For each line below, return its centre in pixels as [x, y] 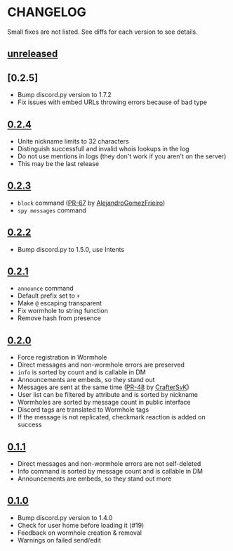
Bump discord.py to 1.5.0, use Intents [71, 249]
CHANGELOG [47, 12]
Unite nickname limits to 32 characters [73, 141]
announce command [45, 289]
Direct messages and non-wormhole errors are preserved [101, 365]
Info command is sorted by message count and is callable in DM [110, 471]
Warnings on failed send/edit [59, 540]
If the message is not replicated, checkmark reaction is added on [111, 417]
